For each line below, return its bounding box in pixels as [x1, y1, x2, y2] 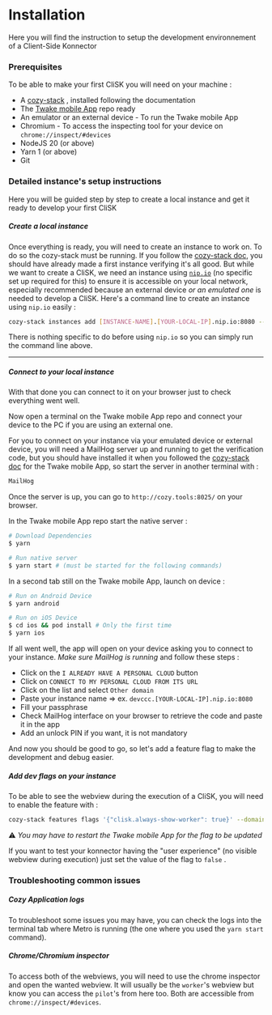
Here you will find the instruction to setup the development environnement [8, 32, 257, 42]
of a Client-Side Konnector [8, 40, 97, 50]
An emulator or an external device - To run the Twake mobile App [19, 113, 239, 122]
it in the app [19, 720, 61, 729]
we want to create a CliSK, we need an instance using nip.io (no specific [8, 267, 253, 277]
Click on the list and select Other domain [19, 686, 154, 695]
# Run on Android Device [8, 592, 92, 600]
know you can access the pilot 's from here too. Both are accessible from [8, 988, 255, 998]
